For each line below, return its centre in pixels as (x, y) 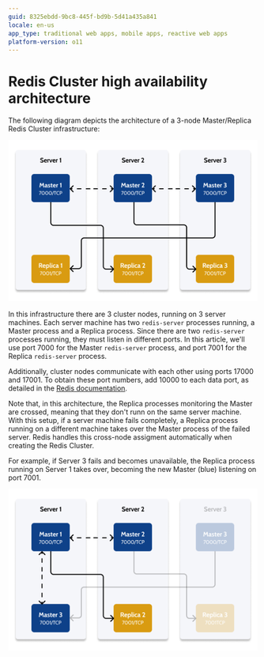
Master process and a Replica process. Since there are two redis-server (126, 331)
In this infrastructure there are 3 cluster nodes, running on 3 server (117, 314)
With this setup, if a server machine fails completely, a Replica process (123, 421)
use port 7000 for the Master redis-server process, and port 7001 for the (128, 348)
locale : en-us (32, 25)
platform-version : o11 (45, 42)
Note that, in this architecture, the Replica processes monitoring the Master (130, 404)
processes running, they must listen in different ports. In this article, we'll (126, 339)
